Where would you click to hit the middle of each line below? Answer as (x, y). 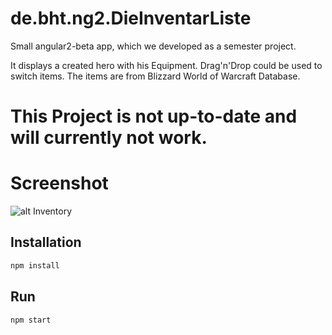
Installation (46, 242)
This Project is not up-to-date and (154, 116)
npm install (35, 265)
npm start (31, 320)
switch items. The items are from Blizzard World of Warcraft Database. (155, 76)
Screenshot (59, 183)
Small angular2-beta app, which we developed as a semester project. (153, 46)
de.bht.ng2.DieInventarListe (131, 18)
